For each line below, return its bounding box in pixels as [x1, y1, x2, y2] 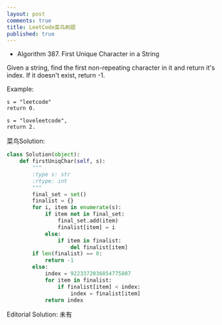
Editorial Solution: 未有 [6, 310, 73, 319]
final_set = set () [32, 191, 87, 198]
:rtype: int [32, 177, 68, 185]
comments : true [6, 17, 52, 24]
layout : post [6, 10, 46, 18]
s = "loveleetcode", [6, 117, 68, 124]
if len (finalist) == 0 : [32, 250, 102, 257]
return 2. [6, 124, 36, 131]
